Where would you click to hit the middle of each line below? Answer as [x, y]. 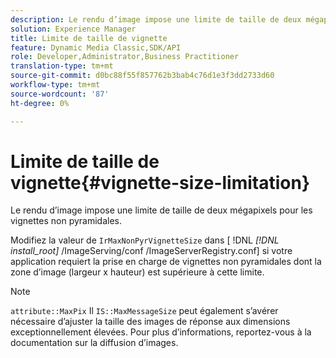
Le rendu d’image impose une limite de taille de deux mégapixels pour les [161, 210]
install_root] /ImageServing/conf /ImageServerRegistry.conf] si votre [151, 251]
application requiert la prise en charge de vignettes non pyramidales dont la [166, 262]
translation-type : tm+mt [62, 66]
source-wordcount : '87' [60, 94]
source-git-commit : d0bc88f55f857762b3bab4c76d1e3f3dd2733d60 [142, 76]
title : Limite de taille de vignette [89, 38]
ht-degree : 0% [40, 103]
